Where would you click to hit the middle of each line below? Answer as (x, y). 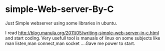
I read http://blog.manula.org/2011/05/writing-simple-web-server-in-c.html (82, 32)
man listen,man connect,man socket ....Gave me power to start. (70, 43)
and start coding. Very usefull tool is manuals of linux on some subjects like (83, 38)
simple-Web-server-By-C (59, 9)
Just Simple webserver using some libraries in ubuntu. (61, 23)
